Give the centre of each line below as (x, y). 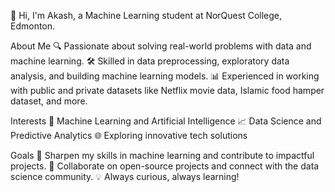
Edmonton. (33, 26)
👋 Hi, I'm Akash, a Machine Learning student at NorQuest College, (146, 15)
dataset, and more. (49, 101)
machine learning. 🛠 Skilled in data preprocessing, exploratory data (150, 61)
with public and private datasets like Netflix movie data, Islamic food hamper (167, 90)
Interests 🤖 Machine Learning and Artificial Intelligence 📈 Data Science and (166, 121)
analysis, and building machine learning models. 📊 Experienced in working (165, 76)
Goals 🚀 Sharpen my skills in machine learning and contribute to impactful (162, 155)
